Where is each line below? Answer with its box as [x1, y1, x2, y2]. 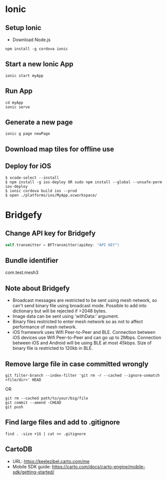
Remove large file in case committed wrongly [5, 359, 148, 368]
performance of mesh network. [12, 324, 77, 330]
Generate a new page [5, 118, 73, 127]
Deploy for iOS [5, 162, 51, 171]
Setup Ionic [5, 24, 41, 32]
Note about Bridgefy [5, 284, 70, 292]
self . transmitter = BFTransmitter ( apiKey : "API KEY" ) [5, 242, 120, 247]
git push [5, 404, 23, 409]
